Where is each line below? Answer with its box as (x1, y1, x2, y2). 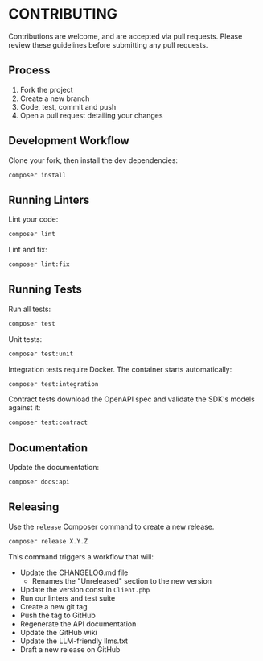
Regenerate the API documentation (19, 618, 137, 629)
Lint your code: (8, 214, 59, 224)
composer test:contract (8, 418, 88, 427)
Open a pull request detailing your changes (19, 110, 163, 120)
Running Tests (8, 283, 82, 297)
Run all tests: (8, 304, 51, 314)
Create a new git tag (19, 601, 88, 611)
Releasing (8, 501, 60, 514)
